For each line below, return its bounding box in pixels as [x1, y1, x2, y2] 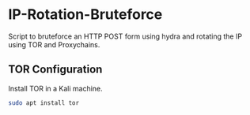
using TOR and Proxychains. [8, 39, 100, 49]
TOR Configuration [8, 63, 103, 76]
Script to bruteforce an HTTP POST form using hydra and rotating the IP [8, 32, 243, 41]
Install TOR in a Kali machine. [8, 83, 103, 93]
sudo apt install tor [8, 98, 80, 107]
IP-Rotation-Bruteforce [8, 6, 163, 24]
